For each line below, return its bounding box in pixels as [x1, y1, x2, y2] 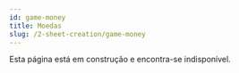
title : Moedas [9, 21, 63, 30]
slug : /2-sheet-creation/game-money [9, 29, 146, 38]
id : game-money [9, 12, 66, 22]
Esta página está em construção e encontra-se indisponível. [9, 54, 231, 65]
